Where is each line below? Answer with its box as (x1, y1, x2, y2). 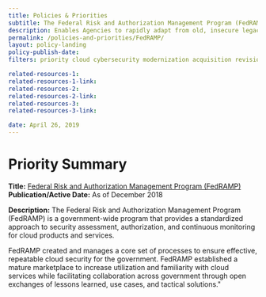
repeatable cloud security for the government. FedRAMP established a (8, 254, 238, 264)
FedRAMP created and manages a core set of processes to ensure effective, (8, 246, 257, 255)
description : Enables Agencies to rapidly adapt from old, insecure (8, 26, 239, 34)
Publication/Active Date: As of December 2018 (8, 189, 164, 199)
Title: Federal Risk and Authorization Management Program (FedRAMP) (8, 181, 241, 191)
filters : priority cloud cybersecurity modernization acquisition (8, 56, 232, 64)
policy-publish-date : (8, 48, 80, 56)
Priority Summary (8, 155, 127, 173)
